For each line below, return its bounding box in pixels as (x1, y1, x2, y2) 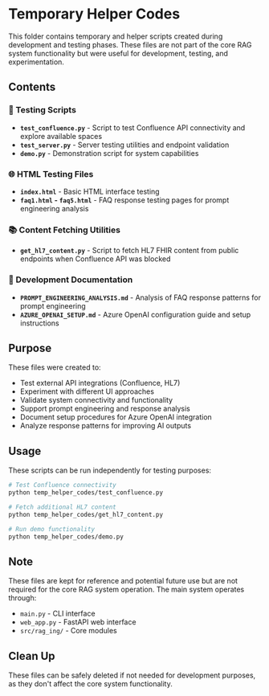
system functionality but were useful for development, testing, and (8, 48, 229, 58)
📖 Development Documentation (8, 274, 133, 285)
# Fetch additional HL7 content (8, 503, 116, 511)
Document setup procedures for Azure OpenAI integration (19, 412, 213, 422)
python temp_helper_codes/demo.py (8, 532, 124, 541)
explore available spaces (19, 131, 103, 141)
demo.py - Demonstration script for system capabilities (19, 148, 199, 158)
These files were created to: (8, 362, 102, 372)
